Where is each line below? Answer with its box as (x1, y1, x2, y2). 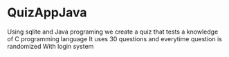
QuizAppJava (7, 5, 87, 21)
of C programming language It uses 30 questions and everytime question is (7, 34, 223, 43)
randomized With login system (7, 42, 94, 50)
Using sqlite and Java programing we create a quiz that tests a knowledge (7, 27, 219, 36)
